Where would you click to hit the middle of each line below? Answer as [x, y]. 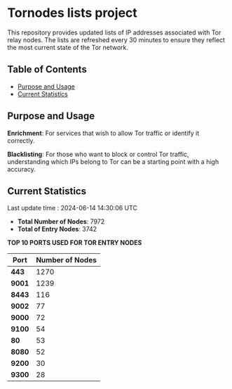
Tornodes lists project [73, 13]
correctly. [21, 140]
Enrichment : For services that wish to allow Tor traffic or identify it [103, 133]
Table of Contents [47, 69]
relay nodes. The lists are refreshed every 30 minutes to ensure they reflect [116, 39]
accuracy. [22, 169]
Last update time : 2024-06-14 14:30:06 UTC [73, 208]
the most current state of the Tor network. [68, 47]
